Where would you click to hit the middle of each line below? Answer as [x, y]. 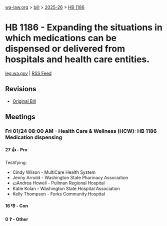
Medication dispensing [34, 137]
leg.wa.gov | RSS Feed [28, 73]
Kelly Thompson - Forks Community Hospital [58, 194]
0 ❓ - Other [17, 219]
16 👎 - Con [17, 205]
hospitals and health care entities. [77, 59]
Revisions [21, 89]
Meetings [20, 117]
